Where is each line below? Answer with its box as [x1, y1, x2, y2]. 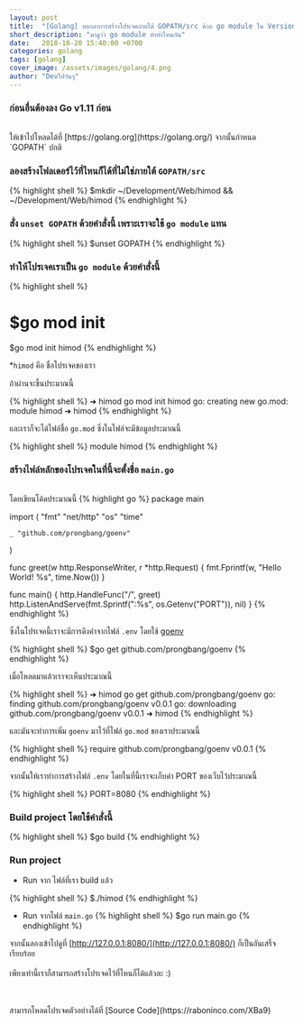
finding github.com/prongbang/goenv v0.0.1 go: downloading [9, 699, 237, 709]
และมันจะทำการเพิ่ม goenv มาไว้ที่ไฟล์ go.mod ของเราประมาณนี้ [9, 726, 200, 736]
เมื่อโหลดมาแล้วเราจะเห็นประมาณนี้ [9, 671, 113, 681]
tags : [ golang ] [9, 55, 67, 64]
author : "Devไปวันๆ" [9, 72, 79, 81]
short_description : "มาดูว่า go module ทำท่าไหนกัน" [9, 30, 186, 39]
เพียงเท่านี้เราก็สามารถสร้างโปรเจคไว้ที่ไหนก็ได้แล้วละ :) [9, 967, 171, 978]
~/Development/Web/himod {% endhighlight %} [9, 195, 188, 206]
